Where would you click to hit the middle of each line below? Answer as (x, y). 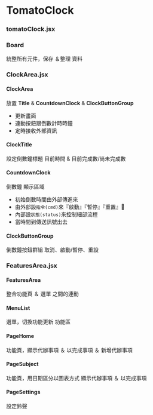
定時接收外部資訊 (36, 130)
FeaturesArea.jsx (32, 266)
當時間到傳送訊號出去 (41, 222)
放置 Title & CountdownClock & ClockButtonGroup (70, 103)
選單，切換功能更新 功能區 (38, 322)
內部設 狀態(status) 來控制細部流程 (56, 214)
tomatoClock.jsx (31, 29)
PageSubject (22, 364)
